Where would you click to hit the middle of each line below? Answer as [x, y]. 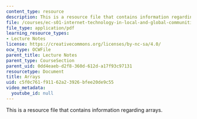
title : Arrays [23, 77]
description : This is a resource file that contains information [87, 17]
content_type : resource [35, 11]
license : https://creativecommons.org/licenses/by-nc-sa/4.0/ [84, 45]
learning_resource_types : [38, 33]
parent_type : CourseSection [40, 60]
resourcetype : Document [35, 72]
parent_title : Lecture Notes [42, 55]
